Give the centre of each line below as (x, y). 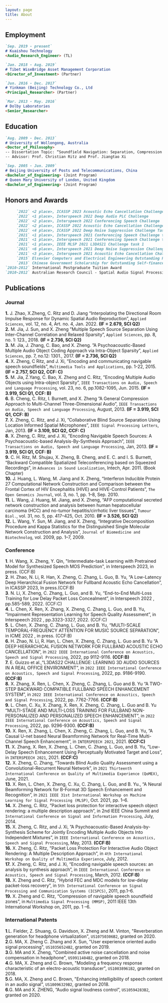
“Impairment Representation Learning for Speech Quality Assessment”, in (81, 614)
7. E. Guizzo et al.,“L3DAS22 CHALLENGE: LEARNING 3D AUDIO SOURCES (82, 663)
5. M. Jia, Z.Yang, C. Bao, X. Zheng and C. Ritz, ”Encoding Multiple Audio (80, 378)
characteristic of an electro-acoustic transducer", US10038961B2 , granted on (82, 968)
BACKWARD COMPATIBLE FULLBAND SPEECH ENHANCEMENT (83, 689)
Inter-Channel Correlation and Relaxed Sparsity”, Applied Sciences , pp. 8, (81, 335)
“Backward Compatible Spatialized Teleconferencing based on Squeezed (80, 463)
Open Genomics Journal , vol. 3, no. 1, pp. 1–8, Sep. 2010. (62, 494)
